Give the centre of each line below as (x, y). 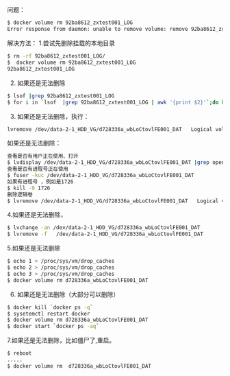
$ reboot (20, 353)
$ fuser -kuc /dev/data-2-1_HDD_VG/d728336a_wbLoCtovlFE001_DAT (101, 176)
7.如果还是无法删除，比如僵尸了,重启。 (61, 340)
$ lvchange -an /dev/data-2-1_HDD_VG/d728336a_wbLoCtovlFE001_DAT (104, 228)
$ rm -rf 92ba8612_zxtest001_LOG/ (56, 56)
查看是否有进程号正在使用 (38, 169)
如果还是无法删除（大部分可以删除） (68, 294)
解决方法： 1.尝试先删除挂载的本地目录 (61, 43)
